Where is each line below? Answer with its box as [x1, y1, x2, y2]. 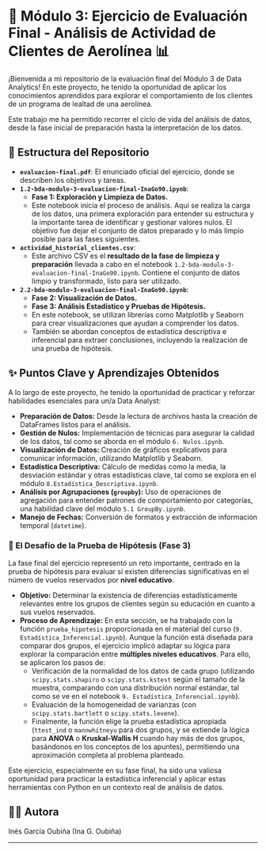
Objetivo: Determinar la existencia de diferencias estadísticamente [19, 590, 237, 600]
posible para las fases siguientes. [31, 234, 141, 244]
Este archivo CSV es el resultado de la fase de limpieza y [31, 251, 220, 260]
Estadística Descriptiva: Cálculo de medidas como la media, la [19, 462, 226, 471]
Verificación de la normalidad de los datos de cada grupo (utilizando [31, 666, 255, 675]
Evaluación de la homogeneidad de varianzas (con [31, 700, 196, 709]
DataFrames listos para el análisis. [19, 420, 131, 429]
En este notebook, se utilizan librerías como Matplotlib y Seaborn [31, 310, 244, 319]
